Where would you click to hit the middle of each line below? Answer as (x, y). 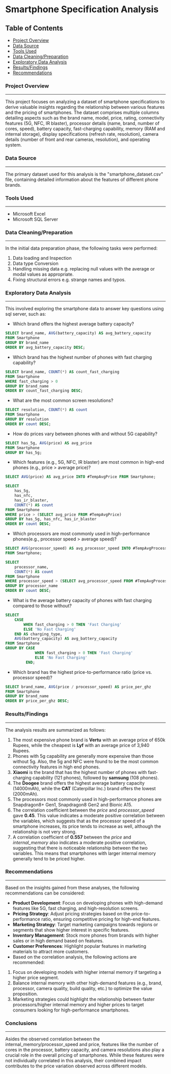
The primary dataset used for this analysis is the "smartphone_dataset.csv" (84, 174)
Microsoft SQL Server (35, 219)
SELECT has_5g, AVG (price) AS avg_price (49, 443)
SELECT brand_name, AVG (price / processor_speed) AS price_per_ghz (78, 687)
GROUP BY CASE (20, 648)
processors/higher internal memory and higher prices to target (78, 1004)
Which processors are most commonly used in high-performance (81, 534)
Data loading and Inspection (42, 258)
